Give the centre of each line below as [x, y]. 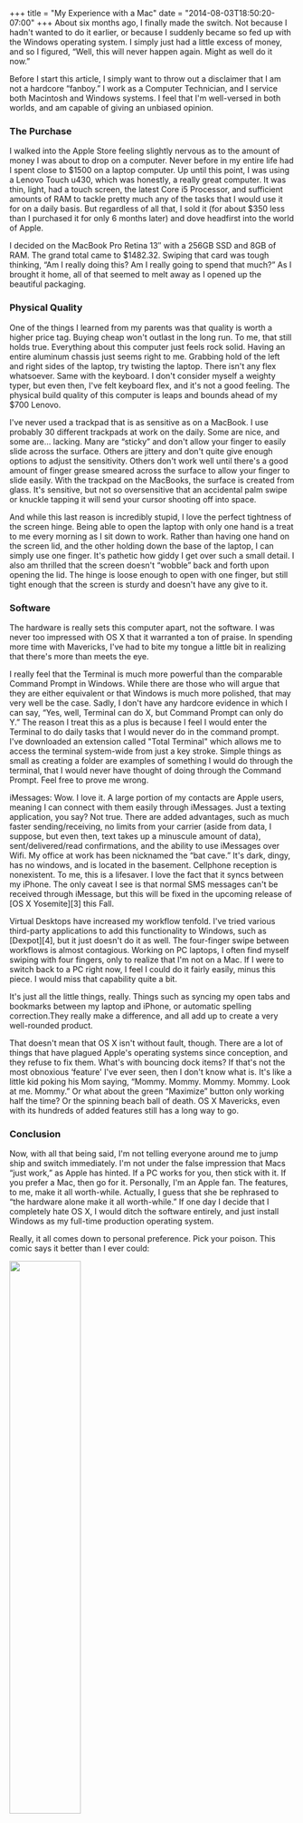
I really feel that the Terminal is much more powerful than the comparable [146, 674]
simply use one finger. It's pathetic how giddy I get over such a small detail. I [152, 555]
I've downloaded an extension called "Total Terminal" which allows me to [146, 741]
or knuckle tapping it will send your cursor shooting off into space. [133, 499]
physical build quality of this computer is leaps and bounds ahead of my [143, 395]
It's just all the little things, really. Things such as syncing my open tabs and [150, 996]
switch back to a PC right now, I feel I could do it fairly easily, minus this [142, 969]
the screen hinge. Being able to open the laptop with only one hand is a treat [151, 526]
